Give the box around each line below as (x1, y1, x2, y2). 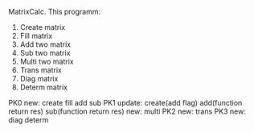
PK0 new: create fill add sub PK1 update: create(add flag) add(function (8, 98, 243, 107)
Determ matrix (19, 82, 68, 92)
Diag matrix (19, 74, 59, 83)
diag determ (8, 115, 49, 124)
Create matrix (19, 23, 66, 31)
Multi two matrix (19, 56, 74, 66)
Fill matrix (19, 31, 53, 40)
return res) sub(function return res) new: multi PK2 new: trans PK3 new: (8, 106, 247, 116)
